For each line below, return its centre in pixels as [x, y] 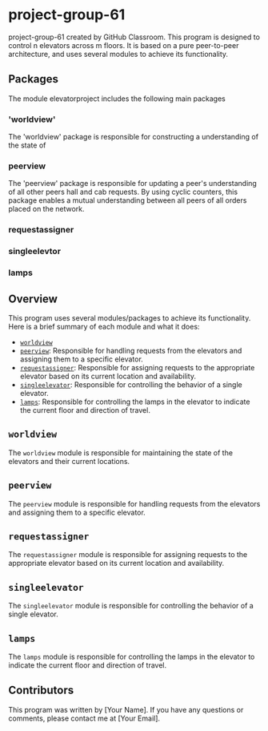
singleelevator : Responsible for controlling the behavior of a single [131, 384]
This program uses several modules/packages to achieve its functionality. [130, 317]
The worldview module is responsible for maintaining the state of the [121, 452]
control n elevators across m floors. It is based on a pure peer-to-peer [124, 45]
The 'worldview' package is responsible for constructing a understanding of [133, 137]
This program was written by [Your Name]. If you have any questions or [126, 709]
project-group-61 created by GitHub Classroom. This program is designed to [134, 37]
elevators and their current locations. [69, 461]
